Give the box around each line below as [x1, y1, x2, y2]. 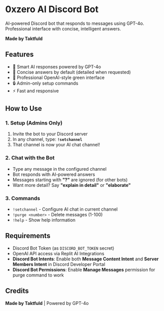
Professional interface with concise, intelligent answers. [5, 25, 121, 31]
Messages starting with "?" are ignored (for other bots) [12, 176, 128, 183]
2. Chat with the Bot [5, 154, 54, 162]
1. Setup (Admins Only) [5, 120, 63, 127]
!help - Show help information [12, 217, 76, 223]
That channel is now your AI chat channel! [12, 142, 100, 148]
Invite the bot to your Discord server [12, 131, 88, 137]
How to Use [5, 104, 42, 113]
